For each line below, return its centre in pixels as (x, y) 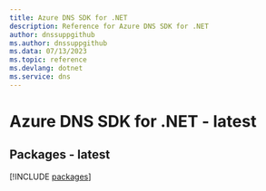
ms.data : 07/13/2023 (49, 52)
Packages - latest (60, 155)
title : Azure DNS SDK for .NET (69, 18)
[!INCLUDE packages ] (50, 177)
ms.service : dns (40, 77)
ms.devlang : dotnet (46, 69)
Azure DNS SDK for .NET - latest (133, 121)
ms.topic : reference (49, 60)
